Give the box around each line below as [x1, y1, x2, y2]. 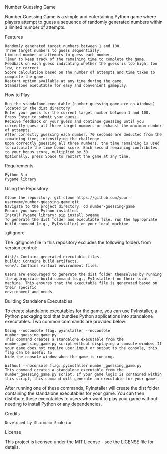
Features [5, 34, 23, 40]
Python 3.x [5, 172, 28, 177]
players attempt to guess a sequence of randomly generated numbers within [5, 19, 163, 25]
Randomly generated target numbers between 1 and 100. [5, 44, 122, 49]
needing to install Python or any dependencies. [5, 401, 102, 407]
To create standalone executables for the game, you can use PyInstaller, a [5, 308, 157, 314]
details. [5, 444, 20, 450]
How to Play [5, 92, 30, 98]
